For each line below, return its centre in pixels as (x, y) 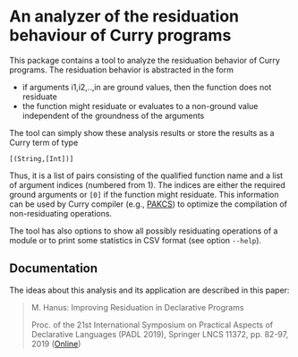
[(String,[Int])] (42, 158)
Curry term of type (44, 142)
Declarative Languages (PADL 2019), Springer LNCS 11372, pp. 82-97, (160, 334)
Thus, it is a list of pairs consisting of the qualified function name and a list (146, 175)
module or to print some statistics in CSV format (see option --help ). (136, 240)
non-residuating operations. (61, 213)
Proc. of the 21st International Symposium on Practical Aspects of (152, 325)
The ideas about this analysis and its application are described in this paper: (149, 290)
